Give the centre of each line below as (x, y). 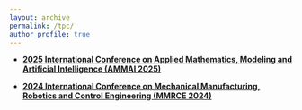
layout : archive (40, 17)
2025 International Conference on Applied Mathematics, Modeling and (157, 60)
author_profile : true (50, 34)
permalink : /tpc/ (42, 26)
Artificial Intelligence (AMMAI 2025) (92, 69)
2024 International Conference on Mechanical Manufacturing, (141, 87)
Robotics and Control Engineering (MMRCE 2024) (117, 96)
